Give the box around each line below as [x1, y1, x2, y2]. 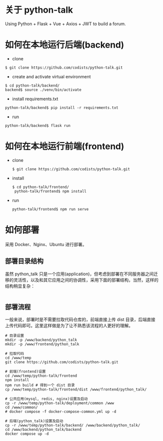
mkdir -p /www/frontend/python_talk [5, 342, 79, 347]
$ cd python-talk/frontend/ [12, 184, 69, 190]
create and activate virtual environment [12, 73, 91, 79]
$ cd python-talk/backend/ [5, 83, 60, 88]
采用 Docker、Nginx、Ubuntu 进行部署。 [5, 241, 87, 247]
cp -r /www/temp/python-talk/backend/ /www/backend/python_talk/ [5, 423, 140, 428]
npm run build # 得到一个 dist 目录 [5, 383, 75, 388]
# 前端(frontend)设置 [5, 369, 46, 374]
